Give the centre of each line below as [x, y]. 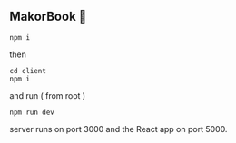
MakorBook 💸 [48, 17]
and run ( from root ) [48, 95]
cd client [28, 71]
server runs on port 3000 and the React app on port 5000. [118, 129]
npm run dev [32, 112]
